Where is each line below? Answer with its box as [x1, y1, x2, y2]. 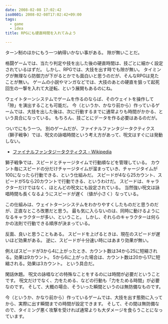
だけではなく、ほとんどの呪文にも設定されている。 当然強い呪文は [18, 184, 155, 190]
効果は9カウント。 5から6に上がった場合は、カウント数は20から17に [14, 254, 156, 260]
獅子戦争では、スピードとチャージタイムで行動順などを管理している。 [5, 159, 150, 165]
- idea [10, 26, 24, 31]
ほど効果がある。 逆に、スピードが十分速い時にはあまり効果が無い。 [9, 237, 151, 243]
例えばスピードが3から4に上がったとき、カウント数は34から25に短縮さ [5, 248, 153, 254]
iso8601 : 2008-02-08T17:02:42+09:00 [5, 12, 82, 17]
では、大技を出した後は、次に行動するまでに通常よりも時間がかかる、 [14, 109, 159, 115]
